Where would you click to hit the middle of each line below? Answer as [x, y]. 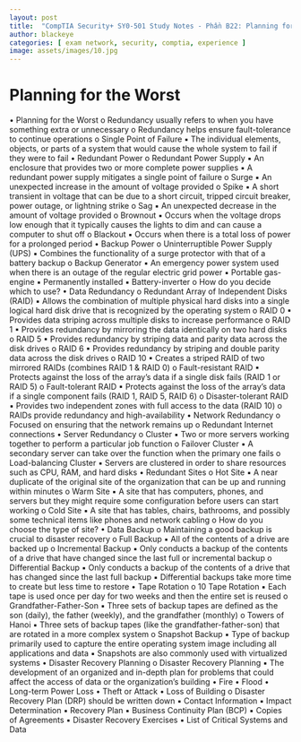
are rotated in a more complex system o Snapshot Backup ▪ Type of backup [149, 634]
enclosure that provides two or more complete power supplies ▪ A [131, 168]
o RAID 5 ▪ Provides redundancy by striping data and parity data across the [148, 339]
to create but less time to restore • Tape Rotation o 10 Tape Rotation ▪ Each [148, 587]
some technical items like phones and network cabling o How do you [137, 520]
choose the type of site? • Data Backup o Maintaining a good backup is [141, 530]
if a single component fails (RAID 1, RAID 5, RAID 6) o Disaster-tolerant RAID [149, 396]
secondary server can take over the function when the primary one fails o [145, 453]
